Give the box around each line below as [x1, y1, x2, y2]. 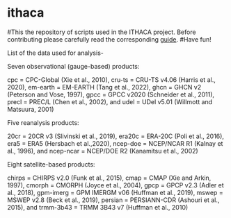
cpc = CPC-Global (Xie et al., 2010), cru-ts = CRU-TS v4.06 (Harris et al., [7, 75, 216, 84]
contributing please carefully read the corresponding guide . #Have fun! [7, 35, 212, 43]
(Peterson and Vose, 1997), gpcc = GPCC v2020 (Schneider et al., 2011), [7, 90, 214, 99]
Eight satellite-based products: [7, 160, 95, 168]
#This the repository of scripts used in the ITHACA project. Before [7, 28, 196, 36]
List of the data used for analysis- [7, 49, 104, 57]
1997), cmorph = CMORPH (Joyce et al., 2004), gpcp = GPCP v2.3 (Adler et [7, 181, 224, 189]
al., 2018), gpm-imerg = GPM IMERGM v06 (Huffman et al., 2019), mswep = [7, 188, 224, 196]
